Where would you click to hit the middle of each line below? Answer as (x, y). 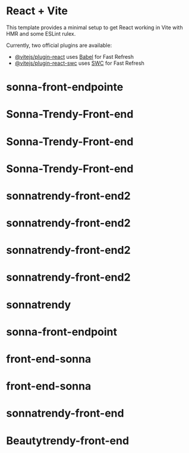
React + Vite (37, 11)
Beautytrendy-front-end (68, 441)
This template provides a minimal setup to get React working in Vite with (94, 27)
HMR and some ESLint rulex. (41, 33)
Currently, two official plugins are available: (59, 45)
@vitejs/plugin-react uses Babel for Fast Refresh (74, 56)
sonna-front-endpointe (65, 87)
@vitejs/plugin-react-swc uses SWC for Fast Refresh (79, 63)
